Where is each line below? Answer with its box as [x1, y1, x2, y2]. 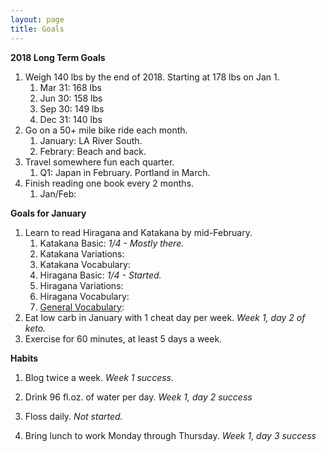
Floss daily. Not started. [24, 410, 123, 422]
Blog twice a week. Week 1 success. [24, 371, 174, 383]
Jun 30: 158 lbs [39, 92, 103, 104]
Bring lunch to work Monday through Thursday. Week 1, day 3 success [24, 429, 317, 441]
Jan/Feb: [39, 187, 77, 200]
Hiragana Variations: [39, 279, 124, 291]
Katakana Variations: [39, 247, 125, 260]
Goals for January [10, 207, 87, 219]
